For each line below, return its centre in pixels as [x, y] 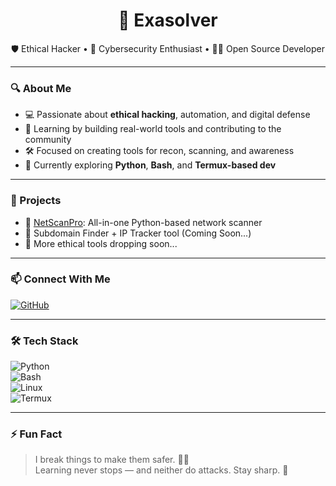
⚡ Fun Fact [36, 434]
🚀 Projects [36, 201]
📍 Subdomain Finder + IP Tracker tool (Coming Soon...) [138, 233]
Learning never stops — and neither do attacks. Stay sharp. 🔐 [161, 470]
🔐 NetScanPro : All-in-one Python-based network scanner [143, 222]
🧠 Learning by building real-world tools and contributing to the [153, 129]
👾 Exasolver [168, 20]
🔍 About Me [41, 88]
